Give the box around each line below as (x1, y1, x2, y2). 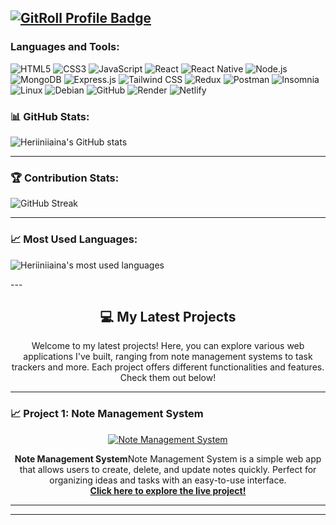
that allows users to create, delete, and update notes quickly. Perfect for (19, 463, 317, 475)
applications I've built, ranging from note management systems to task (23, 351, 313, 363)
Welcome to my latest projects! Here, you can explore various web (31, 340, 305, 352)
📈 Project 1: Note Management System (10, 407, 204, 421)
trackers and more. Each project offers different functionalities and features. (11, 361, 325, 373)
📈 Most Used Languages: (10, 232, 138, 246)
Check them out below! (119, 372, 217, 384)
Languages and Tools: (10, 40, 120, 54)
